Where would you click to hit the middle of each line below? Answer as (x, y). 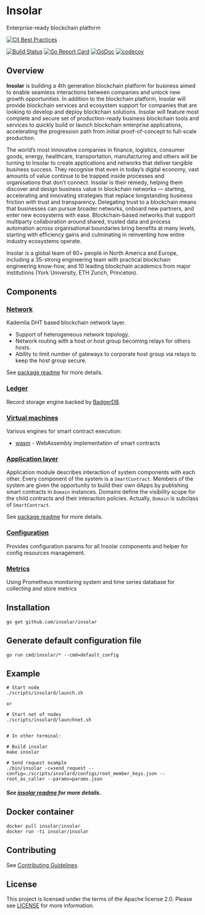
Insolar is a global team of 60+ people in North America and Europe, (92, 253)
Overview (25, 71)
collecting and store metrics (42, 588)
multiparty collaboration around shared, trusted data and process (89, 221)
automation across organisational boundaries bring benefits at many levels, (101, 228)
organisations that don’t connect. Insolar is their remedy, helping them (95, 182)
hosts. (23, 348)
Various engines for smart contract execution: (64, 431)
